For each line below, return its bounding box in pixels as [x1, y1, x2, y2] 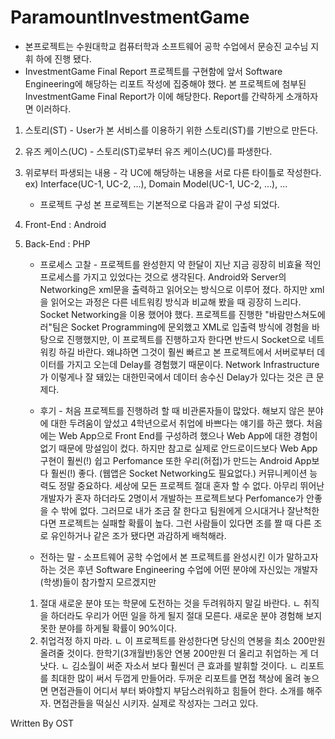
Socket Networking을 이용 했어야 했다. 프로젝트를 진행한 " [39, 308, 270, 320]
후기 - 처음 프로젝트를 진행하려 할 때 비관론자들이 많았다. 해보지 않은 [39, 404, 305, 416]
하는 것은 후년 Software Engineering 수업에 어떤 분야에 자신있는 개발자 [39, 563, 318, 575]
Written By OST [10, 717, 75, 729]
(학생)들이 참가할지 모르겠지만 [39, 576, 157, 588]
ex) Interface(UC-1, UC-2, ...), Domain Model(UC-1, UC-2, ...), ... [24, 177, 288, 190]
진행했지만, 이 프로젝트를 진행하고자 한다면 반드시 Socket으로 [66, 333, 307, 345]
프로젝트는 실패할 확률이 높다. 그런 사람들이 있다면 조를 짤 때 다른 [58, 517, 312, 529]
